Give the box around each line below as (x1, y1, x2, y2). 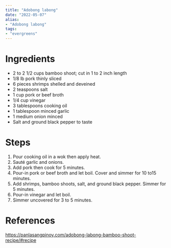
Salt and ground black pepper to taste (12, 118, 93, 125)
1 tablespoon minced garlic (12, 108, 70, 114)
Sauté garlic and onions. (12, 159, 64, 165)
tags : (5, 27, 17, 32)
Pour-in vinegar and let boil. (12, 191, 71, 197)
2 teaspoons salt (12, 86, 48, 92)
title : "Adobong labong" (5, 7, 58, 13)
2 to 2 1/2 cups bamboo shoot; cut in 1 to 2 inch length (12, 70, 127, 76)
